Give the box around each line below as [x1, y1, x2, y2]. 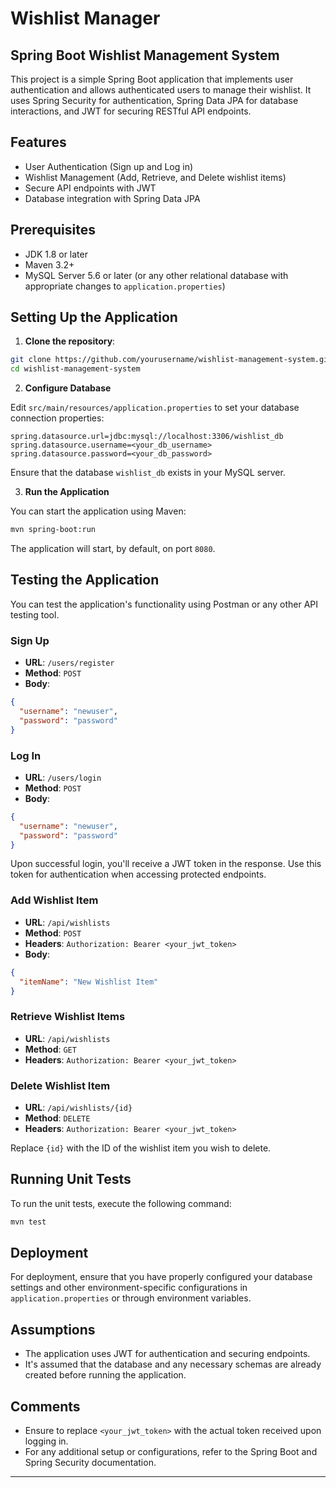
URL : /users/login [24, 771, 102, 783]
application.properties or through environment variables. [10, 1292, 252, 1304]
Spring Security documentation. [24, 1457, 157, 1469]
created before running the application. [24, 1369, 187, 1381]
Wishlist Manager [10, 7, 161, 30]
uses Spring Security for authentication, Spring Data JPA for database [10, 95, 299, 106]
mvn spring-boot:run [10, 525, 97, 535]
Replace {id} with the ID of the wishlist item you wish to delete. [10, 1142, 272, 1154]
